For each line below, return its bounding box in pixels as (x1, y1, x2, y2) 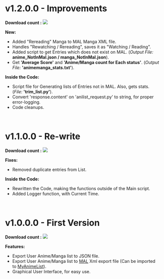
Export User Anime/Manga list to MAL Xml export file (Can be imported (12, 258, 156, 264)
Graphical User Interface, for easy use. (12, 268, 91, 274)
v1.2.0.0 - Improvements (5, 3, 108, 14)
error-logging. (12, 99, 41, 105)
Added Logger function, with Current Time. (12, 191, 99, 196)
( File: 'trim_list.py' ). (12, 88, 53, 94)
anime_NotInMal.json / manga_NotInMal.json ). (12, 54, 109, 60)
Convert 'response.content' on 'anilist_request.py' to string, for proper (12, 94, 154, 100)
